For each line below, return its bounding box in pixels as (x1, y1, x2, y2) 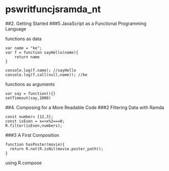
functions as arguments (5, 81, 55, 87)
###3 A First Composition (5, 132, 60, 138)
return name (14, 54, 40, 60)
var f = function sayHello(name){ (5, 50, 79, 55)
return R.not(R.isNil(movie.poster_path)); (10, 146, 103, 151)
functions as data (5, 36, 42, 42)
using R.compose (5, 159, 42, 166)
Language (5, 25, 26, 32)
